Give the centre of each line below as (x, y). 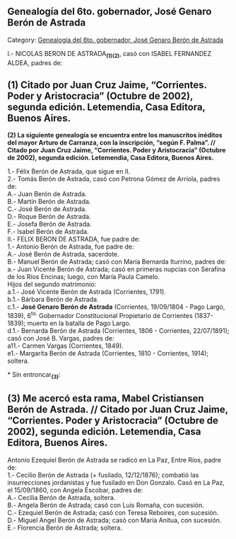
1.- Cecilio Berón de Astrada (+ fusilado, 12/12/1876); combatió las (103, 475)
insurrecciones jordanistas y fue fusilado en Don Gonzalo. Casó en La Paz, (116, 482)
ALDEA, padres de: (35, 62)
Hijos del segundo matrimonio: (52, 284)
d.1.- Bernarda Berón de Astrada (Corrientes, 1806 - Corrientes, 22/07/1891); (118, 331)
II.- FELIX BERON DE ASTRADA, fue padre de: (74, 239)
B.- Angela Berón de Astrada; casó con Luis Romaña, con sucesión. (106, 505)
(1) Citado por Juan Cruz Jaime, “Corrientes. (107, 85)
